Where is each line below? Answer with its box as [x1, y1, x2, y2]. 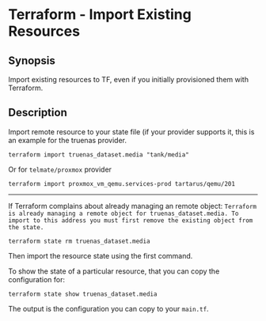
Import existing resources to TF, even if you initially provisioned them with [8, 75, 249, 84]
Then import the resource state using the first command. [8, 251, 193, 260]
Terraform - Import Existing [8, 6, 192, 24]
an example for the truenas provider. [8, 135, 127, 145]
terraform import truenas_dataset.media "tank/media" [8, 150, 190, 159]
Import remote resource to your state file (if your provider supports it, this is [8, 127, 255, 136]
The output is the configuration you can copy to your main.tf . [8, 304, 209, 313]
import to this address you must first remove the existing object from [8, 216, 253, 225]
